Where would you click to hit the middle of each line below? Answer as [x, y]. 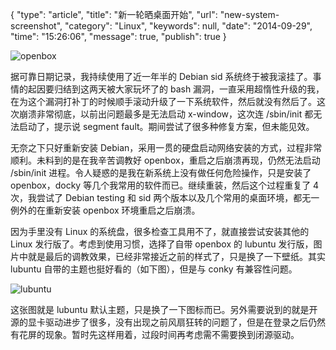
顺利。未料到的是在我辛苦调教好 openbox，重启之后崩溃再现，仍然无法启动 [165, 160]
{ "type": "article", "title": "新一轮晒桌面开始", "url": [114, 14]
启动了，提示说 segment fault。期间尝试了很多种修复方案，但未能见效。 [166, 126]
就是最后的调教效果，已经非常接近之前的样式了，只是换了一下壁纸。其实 [176, 256]
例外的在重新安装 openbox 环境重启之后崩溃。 [105, 210]
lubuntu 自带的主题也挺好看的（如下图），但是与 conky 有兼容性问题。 [154, 269]
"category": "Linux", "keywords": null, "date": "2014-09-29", [188, 26]
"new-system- [249, 14]
